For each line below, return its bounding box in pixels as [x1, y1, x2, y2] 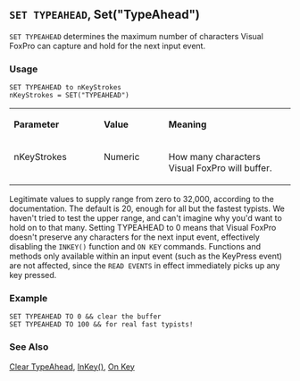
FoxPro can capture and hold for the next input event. [9, 40, 206, 51]
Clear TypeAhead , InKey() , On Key [9, 361, 136, 372]
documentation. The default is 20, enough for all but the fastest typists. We [9, 203, 286, 214]
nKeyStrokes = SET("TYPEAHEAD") [9, 91, 129, 100]
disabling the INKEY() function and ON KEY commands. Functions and [9, 241, 262, 252]
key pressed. [9, 270, 57, 281]
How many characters [168, 151, 261, 164]
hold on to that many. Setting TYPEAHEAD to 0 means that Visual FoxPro [9, 223, 277, 233]
